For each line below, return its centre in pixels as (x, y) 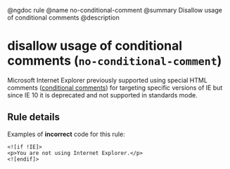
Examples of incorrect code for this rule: (66, 134)
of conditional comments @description (63, 18)
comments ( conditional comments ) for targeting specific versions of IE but (115, 88)
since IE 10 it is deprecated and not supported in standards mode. (103, 95)
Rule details (33, 117)
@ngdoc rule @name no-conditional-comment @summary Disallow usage (115, 10)
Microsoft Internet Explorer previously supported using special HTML (107, 80)
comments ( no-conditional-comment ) (115, 61)
